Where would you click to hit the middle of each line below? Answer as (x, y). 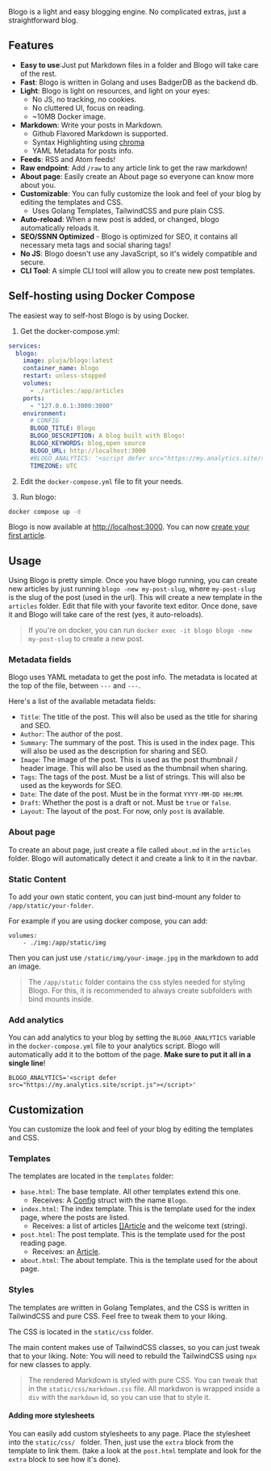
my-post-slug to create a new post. (86, 639)
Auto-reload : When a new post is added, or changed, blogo (119, 219)
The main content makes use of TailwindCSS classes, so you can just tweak (134, 1347)
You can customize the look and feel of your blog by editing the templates (131, 1129)
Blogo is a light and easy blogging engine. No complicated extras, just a (127, 12)
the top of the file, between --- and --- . (75, 685)
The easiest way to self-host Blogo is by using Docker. (99, 315)
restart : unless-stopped (65, 376)
